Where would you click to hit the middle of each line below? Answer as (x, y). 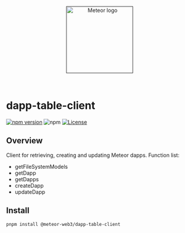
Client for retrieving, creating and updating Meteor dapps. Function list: (93, 155)
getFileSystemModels (41, 166)
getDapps (27, 179)
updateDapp (30, 192)
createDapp (29, 185)
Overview (25, 141)
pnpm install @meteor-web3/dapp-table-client (63, 224)
